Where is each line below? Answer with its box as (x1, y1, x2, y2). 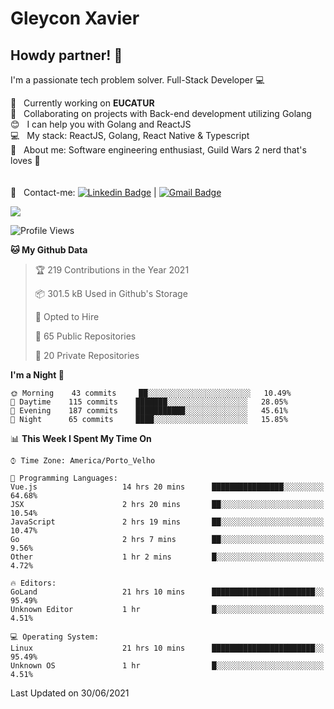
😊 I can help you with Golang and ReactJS (10, 118, 192, 130)
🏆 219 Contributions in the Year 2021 (34, 264, 190, 276)
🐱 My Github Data (10, 244, 88, 256)
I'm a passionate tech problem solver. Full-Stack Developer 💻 (10, 74, 265, 86)
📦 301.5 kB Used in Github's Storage (34, 288, 188, 299)
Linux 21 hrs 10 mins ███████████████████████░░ (10, 643, 325, 653)
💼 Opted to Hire (34, 311, 100, 322)
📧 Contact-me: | (10, 187, 157, 198)
